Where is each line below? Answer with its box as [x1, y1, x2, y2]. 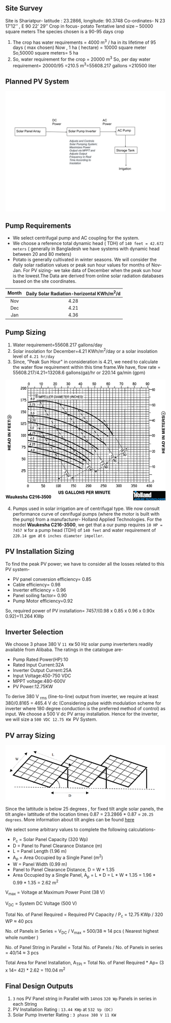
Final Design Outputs [5, 982, 73, 990]
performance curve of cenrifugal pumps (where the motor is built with [12, 510, 160, 517]
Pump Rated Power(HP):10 [12, 657, 69, 663]
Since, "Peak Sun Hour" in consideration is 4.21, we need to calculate [12, 359, 158, 365]
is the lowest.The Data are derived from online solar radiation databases [12, 273, 164, 279]
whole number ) [5, 934, 39, 940]
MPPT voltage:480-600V [12, 678, 66, 684]
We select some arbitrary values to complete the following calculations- [5, 826, 156, 832]
